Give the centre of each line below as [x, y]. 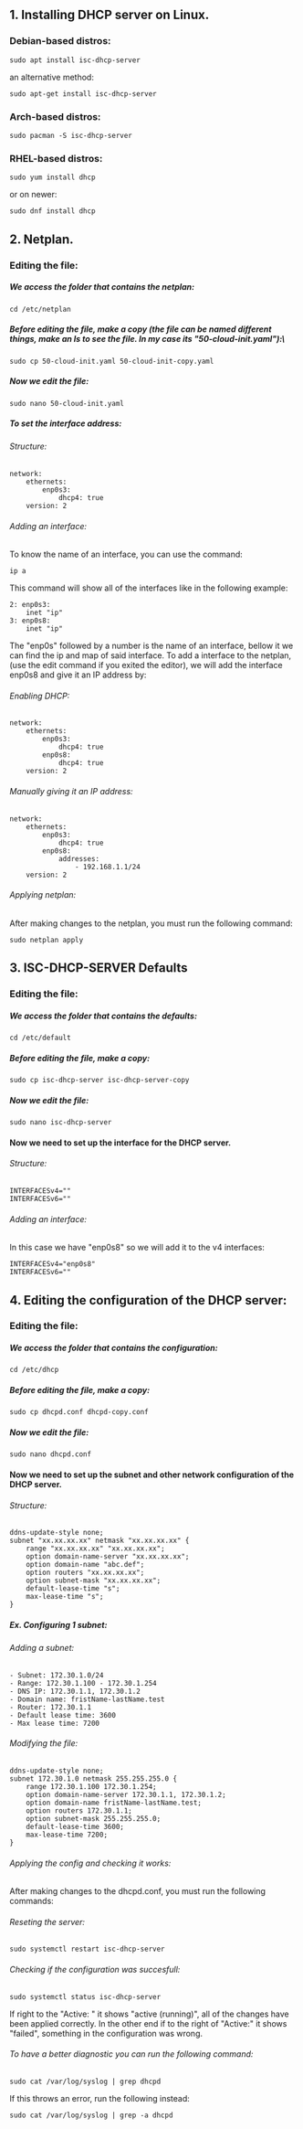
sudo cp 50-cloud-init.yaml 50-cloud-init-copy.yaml [112, 361]
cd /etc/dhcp [34, 1370]
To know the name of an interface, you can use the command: [126, 554]
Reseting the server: [47, 1921]
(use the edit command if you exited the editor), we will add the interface [146, 665]
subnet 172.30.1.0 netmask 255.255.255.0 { [94, 1778]
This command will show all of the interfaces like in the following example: [149, 588]
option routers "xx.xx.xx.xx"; [85, 1573]
